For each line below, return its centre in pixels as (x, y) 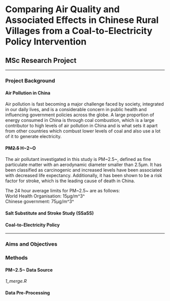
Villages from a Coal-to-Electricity (79, 31)
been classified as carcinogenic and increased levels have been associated (84, 170)
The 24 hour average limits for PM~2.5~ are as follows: (63, 191)
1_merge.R (16, 281)
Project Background (30, 81)
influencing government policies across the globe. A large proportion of (80, 115)
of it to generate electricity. (33, 137)
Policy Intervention (46, 42)
